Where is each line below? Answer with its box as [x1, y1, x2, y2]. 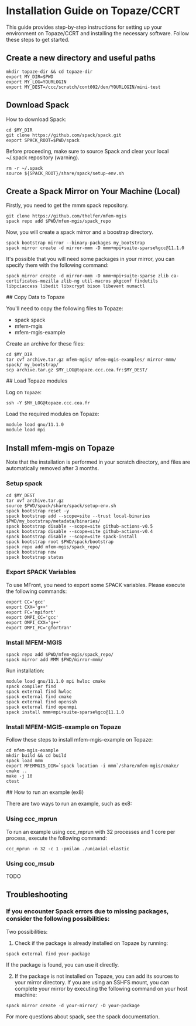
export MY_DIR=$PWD [6, 73, 54, 80]
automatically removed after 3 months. [6, 465, 99, 472]
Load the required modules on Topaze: [6, 410, 99, 418]
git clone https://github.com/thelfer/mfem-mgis [6, 213, 127, 219]
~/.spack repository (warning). [6, 154, 80, 161]
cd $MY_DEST [6, 492, 35, 499]
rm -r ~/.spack [6, 165, 43, 171]
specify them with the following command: [6, 261, 109, 269]
